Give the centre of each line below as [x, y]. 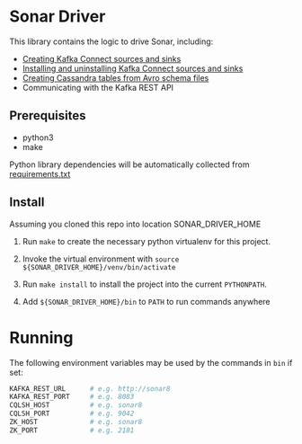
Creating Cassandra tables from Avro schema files [115, 77]
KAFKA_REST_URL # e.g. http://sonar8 [90, 388]
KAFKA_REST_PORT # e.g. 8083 [72, 397]
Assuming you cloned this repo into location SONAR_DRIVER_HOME [135, 224]
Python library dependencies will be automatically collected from [129, 164]
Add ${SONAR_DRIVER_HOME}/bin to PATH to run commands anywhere [147, 301]
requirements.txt [40, 173]
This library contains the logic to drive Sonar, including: [111, 41]
